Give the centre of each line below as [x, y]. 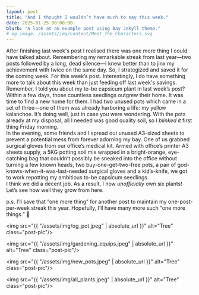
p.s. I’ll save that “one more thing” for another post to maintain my [87, 202]
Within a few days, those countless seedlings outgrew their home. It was [95, 95]
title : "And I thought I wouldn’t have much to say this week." [87, 17]
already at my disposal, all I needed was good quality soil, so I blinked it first [99, 120]
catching [17, 159]
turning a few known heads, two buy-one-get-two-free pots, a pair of [91, 165]
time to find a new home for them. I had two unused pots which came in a [96, 101]
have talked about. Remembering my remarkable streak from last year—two [99, 57]
